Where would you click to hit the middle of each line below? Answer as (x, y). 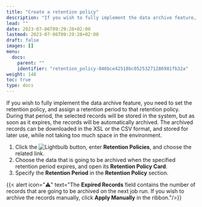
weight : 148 (21, 74)
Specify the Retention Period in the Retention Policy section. (92, 173)
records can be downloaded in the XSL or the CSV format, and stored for (97, 129)
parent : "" (31, 63)
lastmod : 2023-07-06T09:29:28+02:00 (52, 35)
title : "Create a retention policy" (52, 12)
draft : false (23, 40)
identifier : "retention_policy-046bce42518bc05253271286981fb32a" (103, 68)
